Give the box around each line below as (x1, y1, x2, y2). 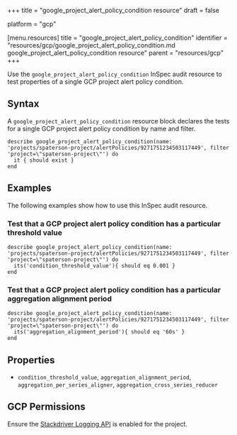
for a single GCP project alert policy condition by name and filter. (7, 124, 196, 133)
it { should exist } (13, 156, 74, 164)
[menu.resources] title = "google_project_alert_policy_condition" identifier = (7, 33, 228, 42)
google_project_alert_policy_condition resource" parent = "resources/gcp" (7, 49, 224, 57)
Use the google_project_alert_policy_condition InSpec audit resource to (7, 70, 223, 78)
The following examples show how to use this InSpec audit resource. (7, 201, 208, 209)
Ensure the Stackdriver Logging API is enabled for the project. (7, 419, 187, 428)
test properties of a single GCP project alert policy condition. (7, 77, 184, 86)
